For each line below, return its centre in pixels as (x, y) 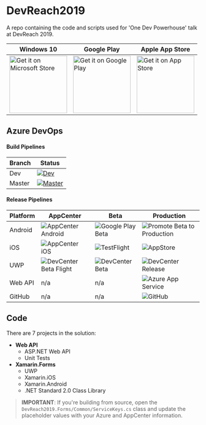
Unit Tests (37, 358)
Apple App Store (166, 49)
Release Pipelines (29, 200)
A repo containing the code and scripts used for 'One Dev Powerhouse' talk (102, 28)
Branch (20, 163)
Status (50, 163)
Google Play (102, 49)
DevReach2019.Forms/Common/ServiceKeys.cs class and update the (103, 408)
